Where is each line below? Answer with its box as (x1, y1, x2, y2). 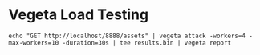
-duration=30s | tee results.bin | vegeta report (62, 38, 231, 47)
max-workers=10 (8, 38, 59, 47)
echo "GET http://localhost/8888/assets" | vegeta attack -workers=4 (8, 32, 246, 40)
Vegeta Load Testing (8, 6, 149, 24)
